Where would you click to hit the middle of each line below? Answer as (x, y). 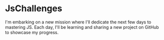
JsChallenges (34, 9)
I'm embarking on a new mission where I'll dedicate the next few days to (78, 22)
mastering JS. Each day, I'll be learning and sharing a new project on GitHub (82, 27)
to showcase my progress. (32, 32)
